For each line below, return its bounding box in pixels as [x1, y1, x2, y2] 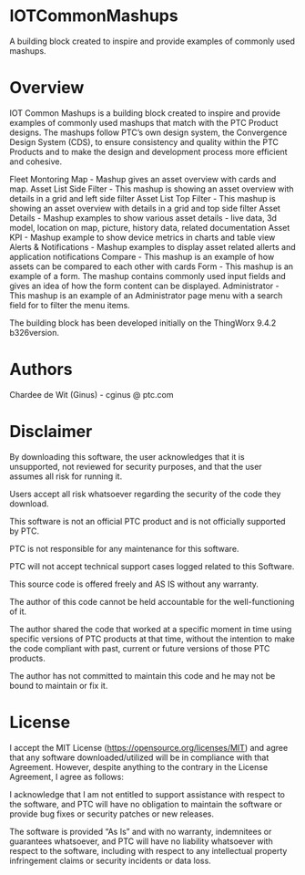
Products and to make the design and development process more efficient [9, 146, 289, 157]
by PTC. [9, 526, 39, 536]
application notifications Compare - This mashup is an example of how [9, 251, 275, 262]
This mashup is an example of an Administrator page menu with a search [9, 289, 283, 301]
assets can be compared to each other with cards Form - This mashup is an [9, 261, 294, 272]
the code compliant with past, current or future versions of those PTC [9, 642, 270, 653]
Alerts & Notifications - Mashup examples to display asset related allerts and [9, 241, 296, 252]
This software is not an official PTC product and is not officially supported [9, 516, 286, 526]
